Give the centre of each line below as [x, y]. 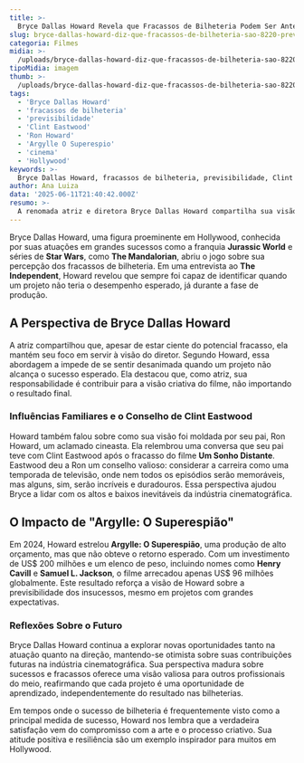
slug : [19, 34]
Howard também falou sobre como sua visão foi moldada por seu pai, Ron [147, 436]
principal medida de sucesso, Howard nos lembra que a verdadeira [134, 720]
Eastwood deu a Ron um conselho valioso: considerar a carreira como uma [149, 465]
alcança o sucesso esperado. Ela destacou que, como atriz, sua [128, 374]
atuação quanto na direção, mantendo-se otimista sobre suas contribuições [151, 654]
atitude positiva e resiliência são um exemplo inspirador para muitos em [143, 739]
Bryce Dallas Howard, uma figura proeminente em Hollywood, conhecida [145, 237]
